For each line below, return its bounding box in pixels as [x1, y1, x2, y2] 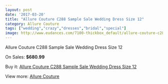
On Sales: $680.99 [5, 54, 45, 60]
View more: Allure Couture [5, 73, 60, 79]
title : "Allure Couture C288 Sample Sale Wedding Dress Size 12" [5, 16, 144, 21]
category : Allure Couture [5, 21, 59, 26]
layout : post [5, 7, 32, 12]
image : [5, 30, 19, 35]
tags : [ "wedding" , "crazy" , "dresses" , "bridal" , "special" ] [5, 26, 126, 31]
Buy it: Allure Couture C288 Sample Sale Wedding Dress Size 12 [5, 63, 137, 69]
